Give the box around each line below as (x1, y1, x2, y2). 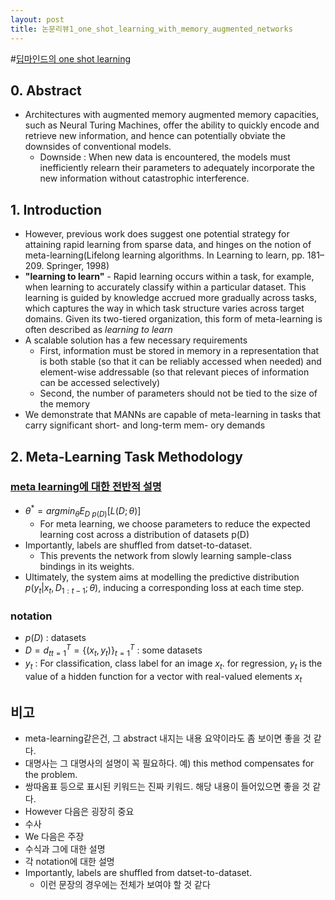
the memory (39, 398, 90, 410)
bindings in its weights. (39, 561, 135, 573)
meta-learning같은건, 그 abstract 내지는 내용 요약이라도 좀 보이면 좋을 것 (24, 732, 312, 745)
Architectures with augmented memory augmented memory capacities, (24, 109, 320, 121)
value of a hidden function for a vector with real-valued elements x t (24, 670, 303, 685)
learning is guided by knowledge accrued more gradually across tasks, (24, 292, 317, 304)
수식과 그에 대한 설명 (24, 843, 106, 855)
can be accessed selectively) (39, 377, 161, 389)
